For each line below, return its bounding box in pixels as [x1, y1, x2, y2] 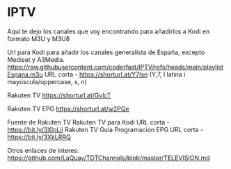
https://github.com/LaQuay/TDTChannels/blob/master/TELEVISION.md [7, 154, 210, 162]
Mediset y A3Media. [7, 55, 65, 63]
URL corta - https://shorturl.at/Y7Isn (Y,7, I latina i [44, 70, 186, 79]
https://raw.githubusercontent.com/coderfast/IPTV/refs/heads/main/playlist [7, 63, 224, 71]
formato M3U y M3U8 [7, 34, 70, 42]
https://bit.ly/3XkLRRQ [7, 133, 71, 141]
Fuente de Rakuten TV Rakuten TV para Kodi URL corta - [7, 118, 170, 126]
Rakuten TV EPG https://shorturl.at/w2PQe [7, 104, 130, 113]
